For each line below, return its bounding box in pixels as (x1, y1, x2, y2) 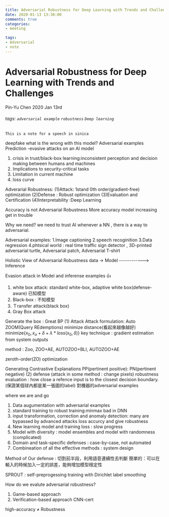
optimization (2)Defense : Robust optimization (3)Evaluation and (5, 192, 138, 198)
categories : (5, 21, 30, 27)
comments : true (5, 17, 37, 22)
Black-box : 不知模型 (12, 296, 55, 302)
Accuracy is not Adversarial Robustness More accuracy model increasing (5, 207, 157, 213)
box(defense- (124, 284, 152, 290)
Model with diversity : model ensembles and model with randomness (12, 428, 155, 435)
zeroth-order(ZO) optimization (5, 356, 68, 362)
